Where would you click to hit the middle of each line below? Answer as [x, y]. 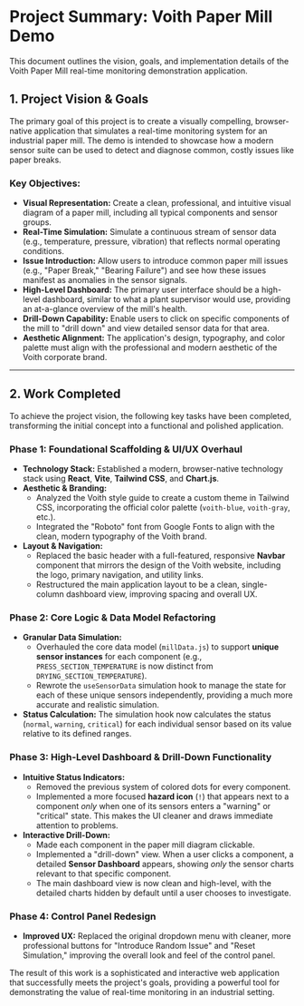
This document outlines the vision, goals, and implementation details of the [149, 61]
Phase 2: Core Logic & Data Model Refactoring [113, 618]
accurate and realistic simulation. [98, 705]
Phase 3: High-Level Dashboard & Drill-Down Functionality [141, 757]
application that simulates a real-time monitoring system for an [151, 131]
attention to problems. [77, 825]
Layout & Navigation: [62, 546]
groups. [37, 222]
